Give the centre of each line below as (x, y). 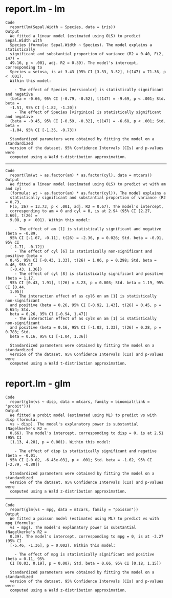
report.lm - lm (35, 9)
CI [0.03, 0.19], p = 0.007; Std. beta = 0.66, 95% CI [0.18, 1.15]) (85, 563)
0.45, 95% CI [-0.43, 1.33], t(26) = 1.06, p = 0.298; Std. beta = (83, 260)
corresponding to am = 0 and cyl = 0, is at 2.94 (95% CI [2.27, (81, 211)
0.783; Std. (18, 332)
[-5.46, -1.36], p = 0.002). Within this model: (63, 545)
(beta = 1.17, (20, 278)
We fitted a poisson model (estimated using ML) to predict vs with (84, 518)
